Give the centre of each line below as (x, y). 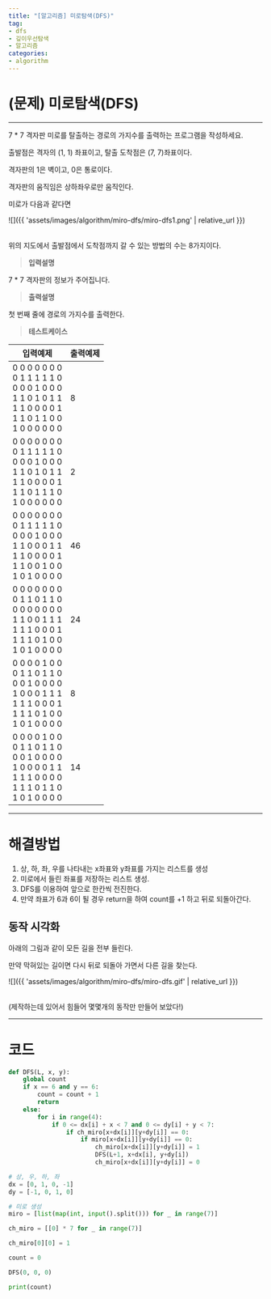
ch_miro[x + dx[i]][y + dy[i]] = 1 (147, 1147)
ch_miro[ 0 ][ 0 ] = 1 (39, 1243)
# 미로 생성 (25, 1207)
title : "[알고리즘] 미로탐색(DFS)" (61, 16)
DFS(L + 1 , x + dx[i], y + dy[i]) (142, 1155)
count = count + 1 (68, 1095)
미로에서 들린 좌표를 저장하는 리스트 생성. (85, 878)
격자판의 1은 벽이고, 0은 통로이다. (60, 169)
